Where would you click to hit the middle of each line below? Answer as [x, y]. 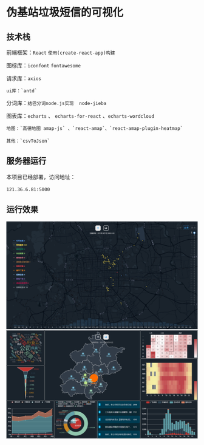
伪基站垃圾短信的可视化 [65, 12]
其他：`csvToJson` [28, 141]
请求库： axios [24, 78]
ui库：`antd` [22, 91]
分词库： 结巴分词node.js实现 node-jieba [56, 103]
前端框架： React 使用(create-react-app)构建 [61, 53]
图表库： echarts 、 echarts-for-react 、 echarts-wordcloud [80, 116]
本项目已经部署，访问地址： [41, 177]
